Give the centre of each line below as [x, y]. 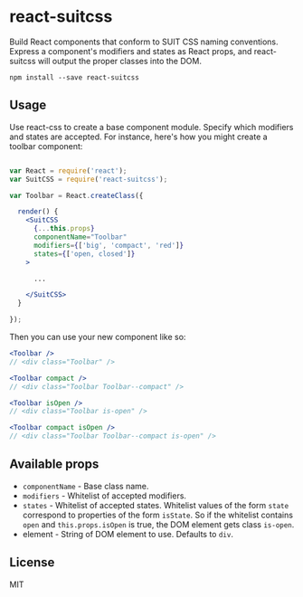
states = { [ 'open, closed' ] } [84, 254]
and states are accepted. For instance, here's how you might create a [139, 137]
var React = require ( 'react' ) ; [68, 171]
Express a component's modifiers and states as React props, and [131, 51]
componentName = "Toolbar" [80, 237]
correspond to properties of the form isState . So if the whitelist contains [158, 515]
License [32, 563]
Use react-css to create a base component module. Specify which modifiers [151, 127]
